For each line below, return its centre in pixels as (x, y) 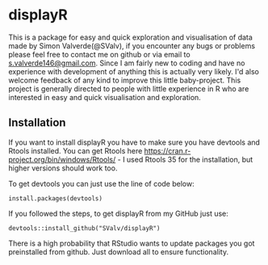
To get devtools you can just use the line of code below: (102, 183)
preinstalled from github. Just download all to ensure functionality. (118, 251)
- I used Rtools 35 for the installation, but (185, 159)
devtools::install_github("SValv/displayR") (84, 228)
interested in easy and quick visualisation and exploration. (105, 97)
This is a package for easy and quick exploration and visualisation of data (130, 37)
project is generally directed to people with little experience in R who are (129, 88)
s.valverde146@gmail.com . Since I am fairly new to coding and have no (127, 63)
